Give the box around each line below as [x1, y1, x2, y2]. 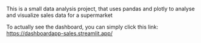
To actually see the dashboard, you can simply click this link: [6, 24, 158, 30]
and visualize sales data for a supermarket [6, 12, 113, 19]
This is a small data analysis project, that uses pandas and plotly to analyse [6, 5, 195, 12]
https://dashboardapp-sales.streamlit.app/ [6, 30, 113, 37]
